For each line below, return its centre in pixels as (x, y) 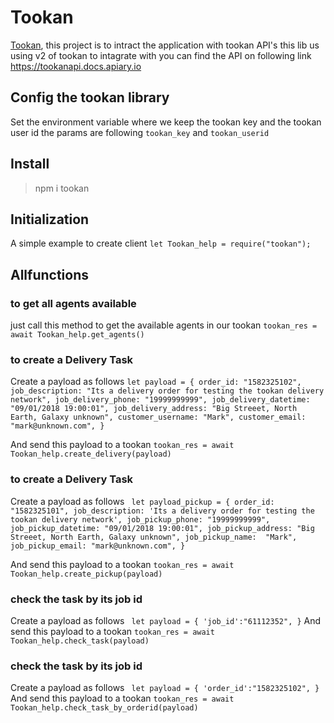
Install (30, 164)
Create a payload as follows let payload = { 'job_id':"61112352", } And (166, 620)
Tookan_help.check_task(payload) (80, 641)
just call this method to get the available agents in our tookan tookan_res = (164, 325)
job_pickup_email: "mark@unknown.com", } (98, 546)
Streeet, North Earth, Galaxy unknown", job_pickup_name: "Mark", (154, 537)
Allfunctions (50, 274)
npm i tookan (62, 188)
